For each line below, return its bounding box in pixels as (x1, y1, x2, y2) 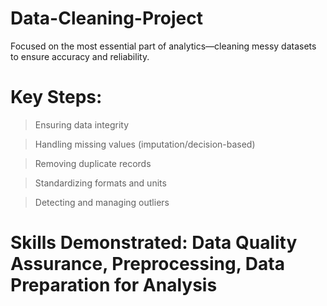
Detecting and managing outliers (34, 196, 170, 208)
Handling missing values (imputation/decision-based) (34, 138, 256, 150)
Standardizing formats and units (34, 177, 167, 189)
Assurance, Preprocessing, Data (10, 253, 285, 276)
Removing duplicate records (34, 157, 152, 169)
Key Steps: (10, 86, 103, 109)
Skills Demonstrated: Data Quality (10, 232, 298, 254)
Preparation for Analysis (10, 274, 218, 297)
